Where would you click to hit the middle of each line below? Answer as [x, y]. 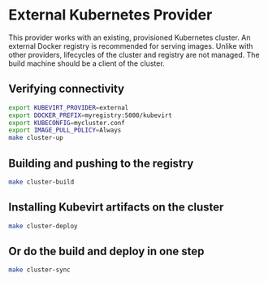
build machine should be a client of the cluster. [86, 63]
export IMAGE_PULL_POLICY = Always [65, 130]
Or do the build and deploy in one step [106, 251]
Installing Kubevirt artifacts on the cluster [116, 208]
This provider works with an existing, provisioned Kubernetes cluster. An [130, 37]
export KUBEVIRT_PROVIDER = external [69, 107]
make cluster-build [41, 182]
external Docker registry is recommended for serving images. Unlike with [131, 46]
